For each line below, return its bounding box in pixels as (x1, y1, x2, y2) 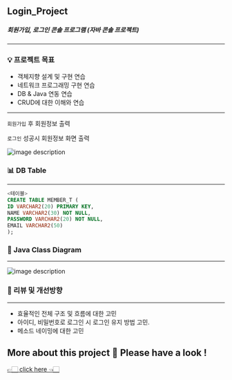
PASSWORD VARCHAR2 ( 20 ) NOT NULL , (7, 216, 104, 223)
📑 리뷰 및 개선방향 (7, 286, 63, 296)
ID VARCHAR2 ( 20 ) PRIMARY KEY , (7, 203, 95, 210)
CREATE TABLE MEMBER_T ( (7, 196, 79, 203)
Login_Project (7, 6, 68, 17)
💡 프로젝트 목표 (7, 55, 55, 65)
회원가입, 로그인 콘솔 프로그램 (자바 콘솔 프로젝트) (7, 26, 139, 34)
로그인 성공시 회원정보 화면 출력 (7, 134, 90, 142)
